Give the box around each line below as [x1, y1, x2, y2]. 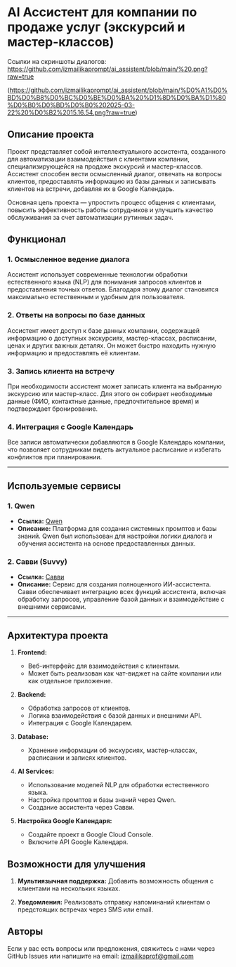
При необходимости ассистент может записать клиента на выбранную [7, 382, 223, 390]
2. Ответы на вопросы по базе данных [7, 310, 145, 320]
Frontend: [17, 648, 47, 657]
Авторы [7, 926, 44, 938]
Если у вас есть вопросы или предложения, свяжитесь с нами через [7, 944, 216, 952]
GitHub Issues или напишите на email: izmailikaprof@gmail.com [7, 952, 195, 960]
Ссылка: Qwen [17, 517, 63, 525]
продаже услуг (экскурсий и [7, 19, 185, 35]
